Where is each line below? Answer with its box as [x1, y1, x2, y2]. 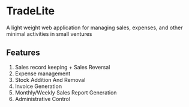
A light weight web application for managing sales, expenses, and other [6, 24, 183, 31]
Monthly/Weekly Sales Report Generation [14, 88, 117, 96]
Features [6, 48, 40, 58]
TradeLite [6, 4, 55, 18]
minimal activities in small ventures [6, 30, 92, 37]
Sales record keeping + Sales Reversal [14, 63, 110, 71]
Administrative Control [14, 95, 71, 102]
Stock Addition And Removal [14, 76, 86, 83]
